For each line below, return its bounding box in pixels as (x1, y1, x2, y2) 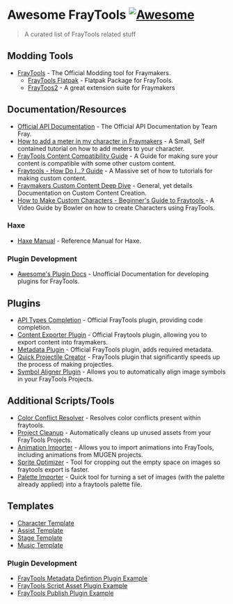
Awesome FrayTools (7, 7, 127, 23)
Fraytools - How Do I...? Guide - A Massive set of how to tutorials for (17, 166, 213, 175)
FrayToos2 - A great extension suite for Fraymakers (27, 84, 175, 92)
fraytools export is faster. (17, 465, 90, 473)
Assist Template (17, 526, 64, 534)
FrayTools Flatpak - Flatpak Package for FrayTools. (27, 76, 174, 84)
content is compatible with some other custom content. (17, 159, 176, 167)
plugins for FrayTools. (17, 277, 80, 285)
